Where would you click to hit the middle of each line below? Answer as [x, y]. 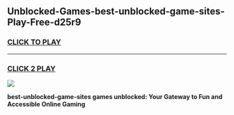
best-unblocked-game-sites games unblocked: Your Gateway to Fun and [115, 96]
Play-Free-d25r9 [44, 23]
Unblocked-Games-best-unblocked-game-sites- [116, 11]
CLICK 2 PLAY [31, 68]
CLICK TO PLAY [34, 43]
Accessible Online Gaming [46, 104]
